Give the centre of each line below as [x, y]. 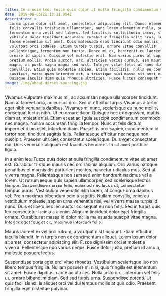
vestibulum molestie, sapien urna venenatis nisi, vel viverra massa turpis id [81, 201]
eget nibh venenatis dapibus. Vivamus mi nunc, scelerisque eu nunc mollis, [82, 108]
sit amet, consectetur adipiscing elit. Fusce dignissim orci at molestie [75, 242]
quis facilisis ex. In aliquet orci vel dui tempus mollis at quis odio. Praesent [80, 283]
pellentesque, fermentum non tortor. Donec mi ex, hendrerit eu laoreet [86, 51]
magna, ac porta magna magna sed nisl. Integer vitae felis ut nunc [82, 65]
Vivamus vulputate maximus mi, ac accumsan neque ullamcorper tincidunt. [82, 97]
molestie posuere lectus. [30, 253]
